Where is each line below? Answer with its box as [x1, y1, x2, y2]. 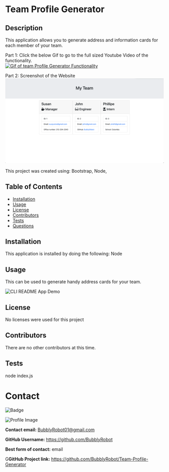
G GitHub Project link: [5, 456, 50, 462]
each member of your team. [5, 42, 63, 48]
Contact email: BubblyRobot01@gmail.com [5, 427, 95, 433]
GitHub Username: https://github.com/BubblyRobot [5, 436, 113, 442]
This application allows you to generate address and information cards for [5, 37, 158, 43]
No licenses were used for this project [5, 317, 84, 323]
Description [5, 24, 43, 32]
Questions [12, 223, 34, 229]
